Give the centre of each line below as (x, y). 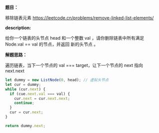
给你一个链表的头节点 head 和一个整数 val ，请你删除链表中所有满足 (75, 38)
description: (18, 28)
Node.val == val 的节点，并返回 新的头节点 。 (52, 44)
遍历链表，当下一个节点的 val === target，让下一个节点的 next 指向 (74, 65)
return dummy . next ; (25, 126)
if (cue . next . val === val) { (40, 94)
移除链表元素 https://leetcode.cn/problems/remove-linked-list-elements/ (79, 18)
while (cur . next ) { (25, 89)
